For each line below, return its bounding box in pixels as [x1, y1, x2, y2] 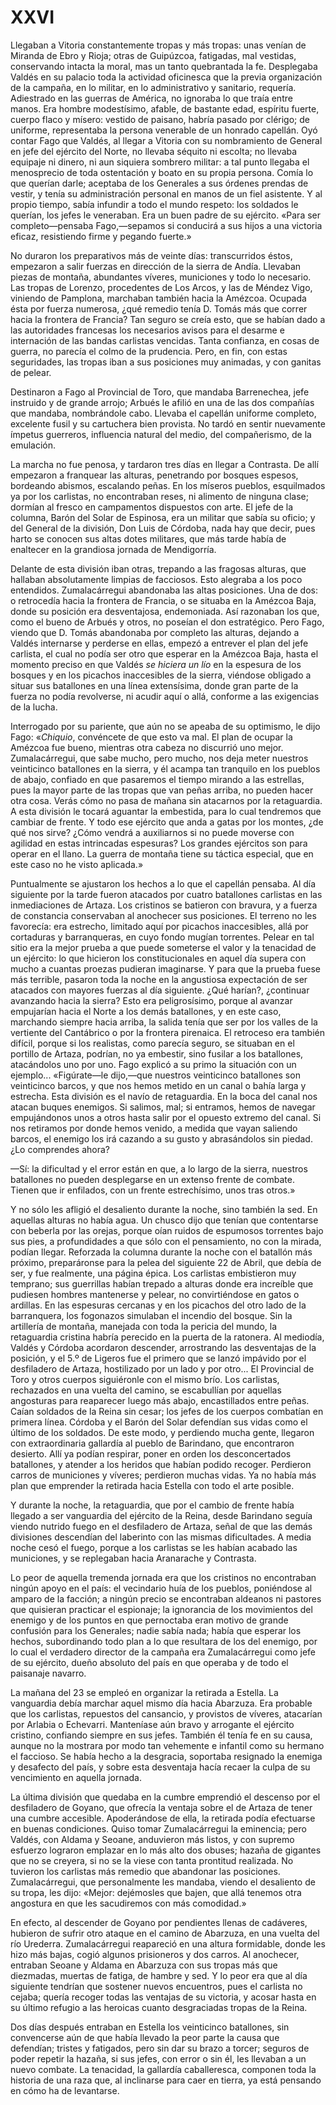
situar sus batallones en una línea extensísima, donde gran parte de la [10, 679, 299, 691]
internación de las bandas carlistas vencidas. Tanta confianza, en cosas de [10, 334, 320, 346]
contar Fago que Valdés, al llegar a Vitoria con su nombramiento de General [10, 134, 323, 146]
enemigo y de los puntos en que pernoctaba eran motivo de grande [10, 1614, 289, 1626]
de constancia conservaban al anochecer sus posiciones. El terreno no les [10, 909, 317, 921]
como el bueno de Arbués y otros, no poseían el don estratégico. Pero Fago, [10, 616, 325, 628]
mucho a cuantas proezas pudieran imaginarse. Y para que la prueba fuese [10, 962, 321, 975]
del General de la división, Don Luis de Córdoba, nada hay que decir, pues [10, 522, 316, 534]
